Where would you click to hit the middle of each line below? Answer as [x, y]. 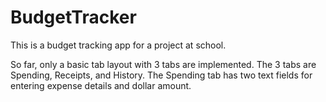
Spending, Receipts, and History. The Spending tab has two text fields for [161, 75]
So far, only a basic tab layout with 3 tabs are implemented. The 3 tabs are [163, 64]
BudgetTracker [73, 17]
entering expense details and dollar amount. [101, 85]
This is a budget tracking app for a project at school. [118, 45]
